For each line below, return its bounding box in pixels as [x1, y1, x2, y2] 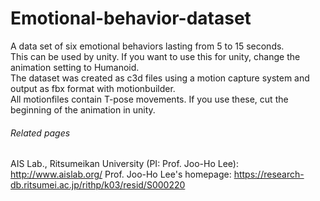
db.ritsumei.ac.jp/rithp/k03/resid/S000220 [10, 179, 186, 191]
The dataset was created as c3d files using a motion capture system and [10, 72, 310, 84]
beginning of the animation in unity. [10, 103, 156, 116]
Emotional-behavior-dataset [10, 7, 252, 30]
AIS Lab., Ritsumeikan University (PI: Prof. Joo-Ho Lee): [10, 158, 240, 170]
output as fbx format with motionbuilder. [10, 82, 176, 94]
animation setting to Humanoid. [10, 61, 140, 73]
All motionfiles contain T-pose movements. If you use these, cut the [10, 93, 289, 105]
